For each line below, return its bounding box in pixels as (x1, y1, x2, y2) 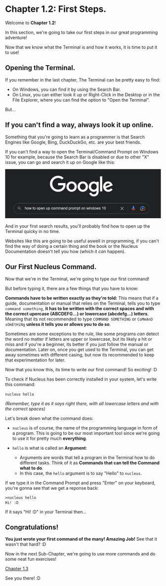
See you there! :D (5, 575, 41, 581)
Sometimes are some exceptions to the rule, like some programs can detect (5, 331, 159, 337)
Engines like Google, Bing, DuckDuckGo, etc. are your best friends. (5, 139, 142, 145)
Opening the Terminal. (5, 64, 76, 72)
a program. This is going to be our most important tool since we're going (12, 430, 160, 436)
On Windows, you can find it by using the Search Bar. (12, 86, 121, 92)
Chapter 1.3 (5, 566, 29, 572)
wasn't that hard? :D (5, 542, 46, 547)
